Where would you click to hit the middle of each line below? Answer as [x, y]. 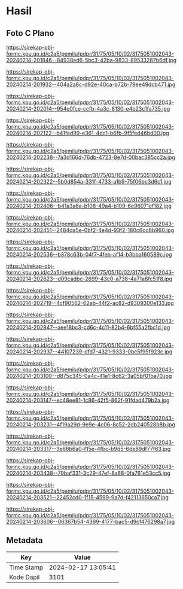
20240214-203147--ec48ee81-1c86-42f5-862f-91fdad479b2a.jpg [88, 400]
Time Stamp [26, 567]
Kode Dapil [25, 577]
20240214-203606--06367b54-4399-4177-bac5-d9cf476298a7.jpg [91, 522]
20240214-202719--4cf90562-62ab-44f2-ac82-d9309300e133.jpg [90, 303]
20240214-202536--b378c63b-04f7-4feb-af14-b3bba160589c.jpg [89, 254]
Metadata [25, 540]
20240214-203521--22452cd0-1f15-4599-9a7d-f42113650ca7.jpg [88, 497]
